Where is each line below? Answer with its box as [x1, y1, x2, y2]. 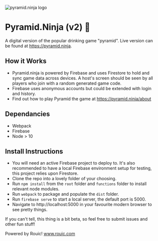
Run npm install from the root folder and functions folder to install [12, 181, 147, 187]
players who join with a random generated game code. [12, 80, 122, 86]
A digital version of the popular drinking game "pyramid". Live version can [5, 37, 153, 43]
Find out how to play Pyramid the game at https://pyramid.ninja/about [12, 95, 152, 102]
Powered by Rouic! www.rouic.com [5, 231, 75, 237]
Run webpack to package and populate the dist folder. [12, 191, 119, 197]
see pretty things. [12, 207, 48, 213]
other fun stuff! [5, 222, 35, 227]
